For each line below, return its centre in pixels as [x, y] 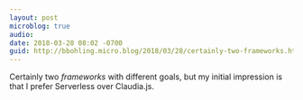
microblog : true [40, 26]
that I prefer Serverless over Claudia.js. [82, 86]
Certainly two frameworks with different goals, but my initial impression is [146, 77]
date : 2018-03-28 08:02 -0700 [66, 43]
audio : [22, 34]
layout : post [34, 18]
